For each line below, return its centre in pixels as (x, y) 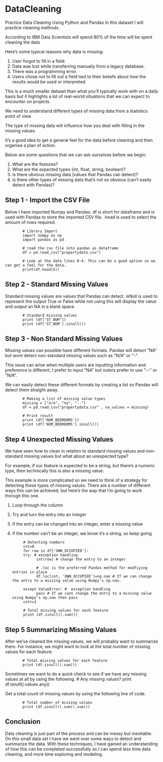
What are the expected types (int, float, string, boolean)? (69, 169)
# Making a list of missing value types (64, 399)
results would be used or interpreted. (49, 82)
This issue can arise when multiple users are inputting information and (75, 365)
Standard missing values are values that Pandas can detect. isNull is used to (81, 296)
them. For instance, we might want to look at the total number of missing (78, 646)
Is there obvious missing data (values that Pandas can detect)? (75, 174)
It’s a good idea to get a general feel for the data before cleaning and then (79, 140)
